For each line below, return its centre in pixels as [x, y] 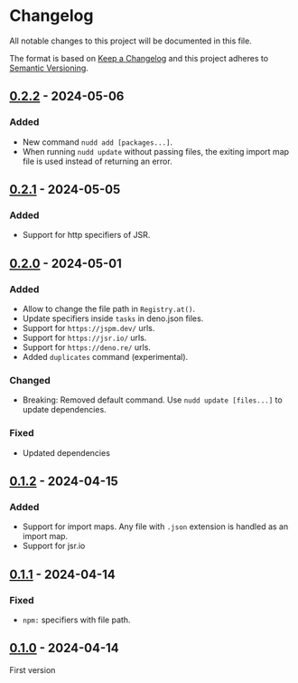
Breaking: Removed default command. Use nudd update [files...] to [152, 400]
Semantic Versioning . [49, 68]
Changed [30, 380]
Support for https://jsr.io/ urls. [84, 337]
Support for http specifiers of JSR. [86, 235]
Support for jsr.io [54, 546]
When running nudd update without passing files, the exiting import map [156, 151]
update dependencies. [64, 410]
